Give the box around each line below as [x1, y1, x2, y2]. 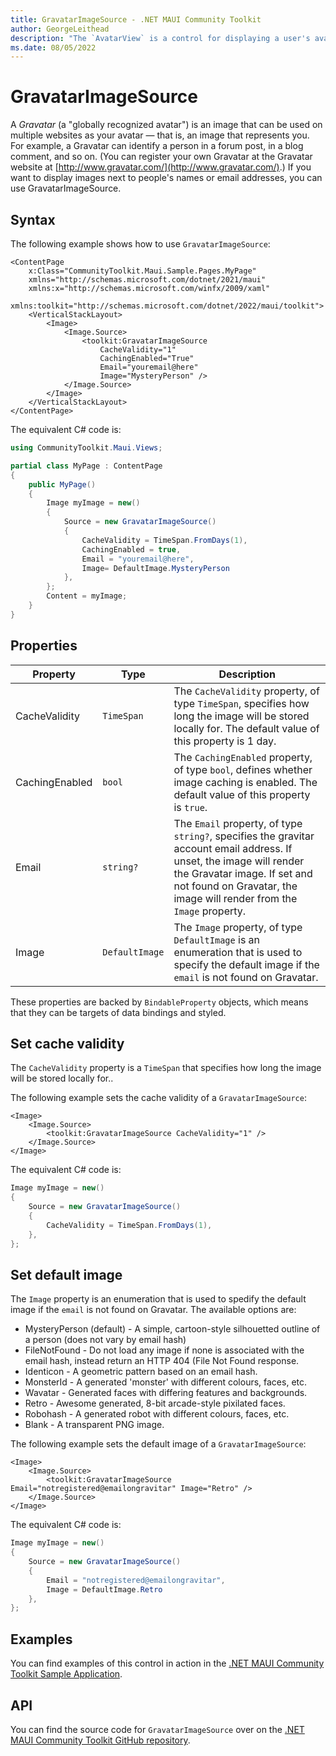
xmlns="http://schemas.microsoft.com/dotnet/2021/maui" [28, 275, 267, 285]
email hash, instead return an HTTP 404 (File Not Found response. [24, 1355, 300, 1367]
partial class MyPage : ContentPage [10, 461, 163, 471]
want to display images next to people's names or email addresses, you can [10, 172, 323, 184]
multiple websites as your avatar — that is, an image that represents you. [10, 129, 310, 141]
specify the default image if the [173, 957, 320, 971]
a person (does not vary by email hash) [24, 1334, 187, 1346]
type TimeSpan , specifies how [173, 696, 310, 710]
